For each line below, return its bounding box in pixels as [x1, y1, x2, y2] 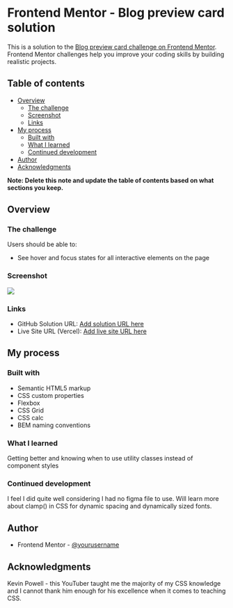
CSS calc [17, 413, 44, 422]
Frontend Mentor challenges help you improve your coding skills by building [7, 50, 225, 58]
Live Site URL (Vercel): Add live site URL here [17, 327, 147, 335]
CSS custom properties [17, 391, 85, 399]
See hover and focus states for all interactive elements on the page [17, 254, 210, 262]
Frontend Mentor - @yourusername [17, 541, 120, 549]
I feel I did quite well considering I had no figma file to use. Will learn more [7, 495, 219, 503]
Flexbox [17, 399, 40, 407]
